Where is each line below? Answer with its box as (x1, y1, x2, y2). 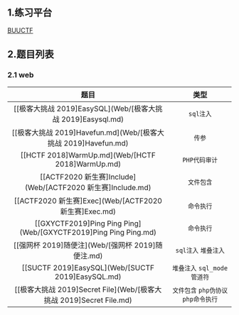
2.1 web (7, 70, 34, 80)
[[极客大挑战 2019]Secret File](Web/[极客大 (14, 284, 162, 294)
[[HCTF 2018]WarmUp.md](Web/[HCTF (20, 150, 156, 160)
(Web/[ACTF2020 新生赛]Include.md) (24, 182, 152, 192)
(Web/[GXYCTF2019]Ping (19, 227, 108, 237)
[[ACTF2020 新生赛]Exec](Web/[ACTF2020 (14, 196, 162, 206)
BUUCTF (7, 26, 33, 34)
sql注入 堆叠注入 (175, 246, 225, 254)
